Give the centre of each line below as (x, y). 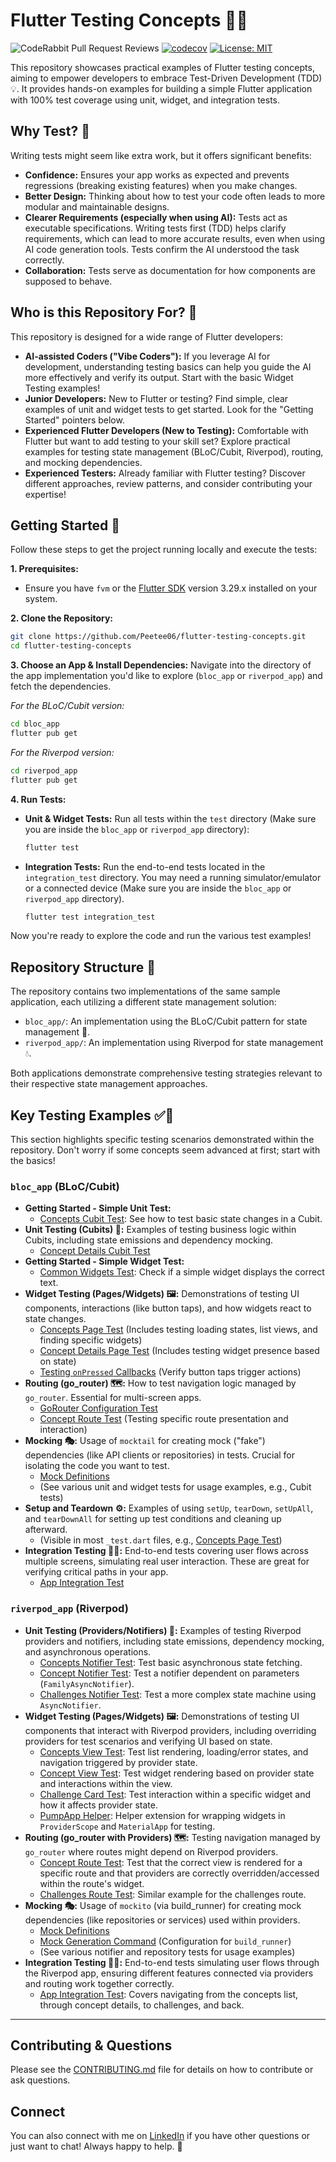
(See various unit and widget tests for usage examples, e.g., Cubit (175, 1487)
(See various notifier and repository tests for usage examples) (167, 1951)
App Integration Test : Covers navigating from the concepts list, (169, 1994)
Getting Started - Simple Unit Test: (98, 1208)
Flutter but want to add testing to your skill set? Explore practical (157, 441)
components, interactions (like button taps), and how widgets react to (168, 1308)
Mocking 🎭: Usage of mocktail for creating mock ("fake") (145, 1441)
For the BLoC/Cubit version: (67, 706)
